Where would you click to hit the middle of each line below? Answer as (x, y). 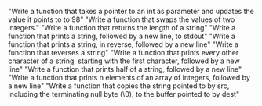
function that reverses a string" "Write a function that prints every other (124, 53)
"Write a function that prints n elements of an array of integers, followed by (129, 78)
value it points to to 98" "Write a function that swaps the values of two (122, 19)
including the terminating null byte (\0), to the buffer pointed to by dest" (124, 94)
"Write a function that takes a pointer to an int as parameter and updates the (131, 11)
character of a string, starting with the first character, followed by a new (124, 61)
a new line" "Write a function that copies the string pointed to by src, (119, 86)
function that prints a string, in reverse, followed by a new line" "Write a (124, 44)
